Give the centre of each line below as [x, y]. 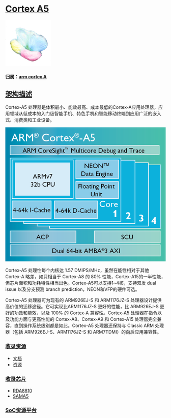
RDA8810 [22, 391]
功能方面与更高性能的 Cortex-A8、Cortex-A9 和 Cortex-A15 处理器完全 [83, 319]
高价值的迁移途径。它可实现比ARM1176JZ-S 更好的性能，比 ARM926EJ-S [82, 306]
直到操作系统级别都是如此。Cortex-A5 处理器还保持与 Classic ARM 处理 [89, 325]
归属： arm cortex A [26, 76]
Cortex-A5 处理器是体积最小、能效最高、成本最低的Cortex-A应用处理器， [82, 107]
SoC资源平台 [21, 410]
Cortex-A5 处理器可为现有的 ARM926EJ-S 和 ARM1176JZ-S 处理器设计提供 [83, 300]
